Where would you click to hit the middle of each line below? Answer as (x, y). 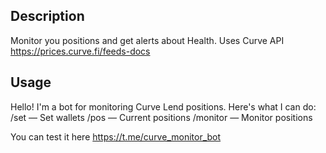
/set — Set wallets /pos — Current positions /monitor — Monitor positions (161, 117)
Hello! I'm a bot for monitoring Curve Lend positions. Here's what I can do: (163, 106)
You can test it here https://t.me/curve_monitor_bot (116, 136)
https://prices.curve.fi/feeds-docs (80, 51)
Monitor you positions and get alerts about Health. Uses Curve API (147, 40)
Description (47, 16)
